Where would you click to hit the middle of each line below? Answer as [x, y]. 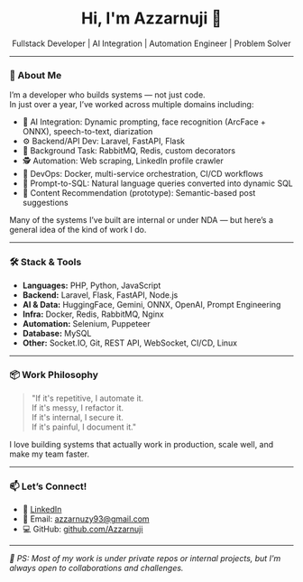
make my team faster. [50, 454]
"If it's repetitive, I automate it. [87, 398]
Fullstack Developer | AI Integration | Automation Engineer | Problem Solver [151, 43]
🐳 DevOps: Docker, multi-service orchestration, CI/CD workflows [142, 174]
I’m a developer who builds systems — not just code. [107, 95]
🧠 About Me [36, 75]
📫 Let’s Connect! [48, 486]
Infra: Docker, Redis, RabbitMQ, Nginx [93, 314]
